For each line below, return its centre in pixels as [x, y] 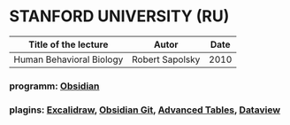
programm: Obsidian [54, 86]
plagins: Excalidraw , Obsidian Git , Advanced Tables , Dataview [145, 110]
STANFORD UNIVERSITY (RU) [119, 16]
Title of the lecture [68, 44]
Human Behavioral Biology [69, 59]
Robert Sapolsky [166, 59]
